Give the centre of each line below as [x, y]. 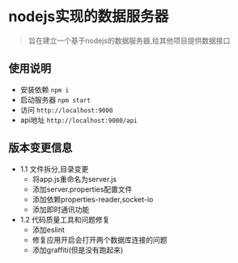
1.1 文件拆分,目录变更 [54, 169]
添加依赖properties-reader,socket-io [93, 199]
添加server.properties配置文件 [82, 189]
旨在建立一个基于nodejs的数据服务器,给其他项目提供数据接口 [129, 40]
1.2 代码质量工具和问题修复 [65, 219]
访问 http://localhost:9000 [66, 109]
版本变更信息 [40, 148]
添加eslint [48, 229]
